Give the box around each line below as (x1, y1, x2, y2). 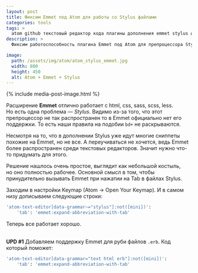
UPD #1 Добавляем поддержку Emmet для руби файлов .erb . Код (6, 238, 171, 245)
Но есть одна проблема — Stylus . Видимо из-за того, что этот (6, 108, 163, 115)
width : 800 (11, 63, 38, 69)
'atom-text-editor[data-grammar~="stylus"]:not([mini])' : (6, 204, 151, 210)
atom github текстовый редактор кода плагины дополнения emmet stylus (11, 31, 189, 37)
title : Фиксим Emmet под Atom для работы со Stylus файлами (6, 14, 157, 20)
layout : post (6, 8, 38, 15)
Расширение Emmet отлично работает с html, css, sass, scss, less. (6, 102, 174, 109)
